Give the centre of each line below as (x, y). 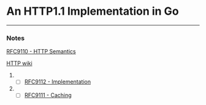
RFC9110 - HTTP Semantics (41, 52)
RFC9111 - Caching (48, 95)
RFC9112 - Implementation (57, 82)
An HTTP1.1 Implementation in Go (93, 11)
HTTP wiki (19, 63)
